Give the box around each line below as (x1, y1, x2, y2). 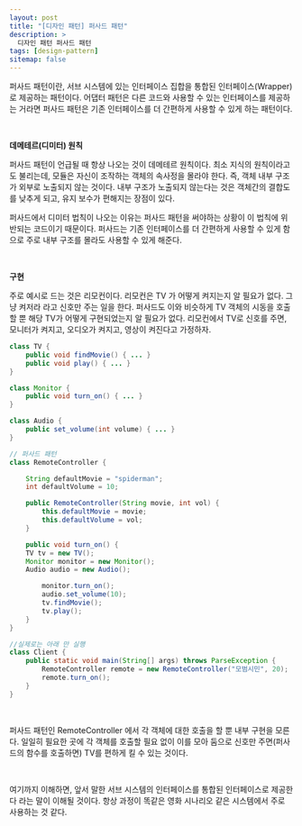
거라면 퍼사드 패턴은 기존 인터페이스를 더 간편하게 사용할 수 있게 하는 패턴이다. (18, 104, 293, 113)
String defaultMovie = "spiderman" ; (25, 474, 164, 483)
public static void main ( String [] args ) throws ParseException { (25, 657, 277, 666)
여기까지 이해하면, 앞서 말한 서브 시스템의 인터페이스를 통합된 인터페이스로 (9, 784, 270, 794)
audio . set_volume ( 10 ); (41, 590, 127, 599)
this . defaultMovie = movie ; (41, 507, 147, 516)
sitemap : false (9, 55, 67, 64)
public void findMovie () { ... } (25, 350, 151, 359)
